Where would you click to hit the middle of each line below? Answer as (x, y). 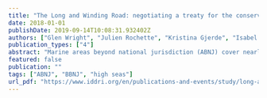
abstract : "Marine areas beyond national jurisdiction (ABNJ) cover (124, 52)
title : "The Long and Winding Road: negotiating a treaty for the (120, 15)
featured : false (35, 60)
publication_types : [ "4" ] (51, 45)
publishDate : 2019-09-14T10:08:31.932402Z (79, 30)
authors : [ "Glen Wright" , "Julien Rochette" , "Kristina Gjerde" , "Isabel (133, 38)
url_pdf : (23, 81)
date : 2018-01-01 (37, 23)
